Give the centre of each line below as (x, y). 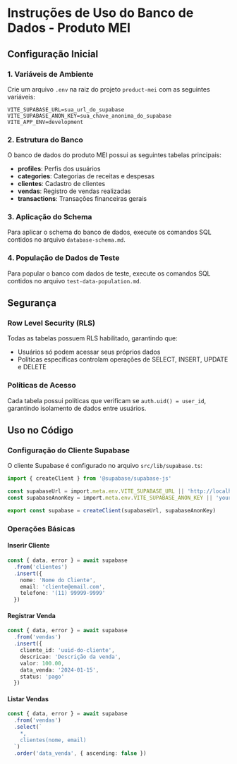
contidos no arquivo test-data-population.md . (74, 281)
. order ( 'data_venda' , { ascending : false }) (80, 753)
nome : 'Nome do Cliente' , (58, 580)
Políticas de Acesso (42, 386)
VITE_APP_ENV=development (45, 122)
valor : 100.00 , (42, 663)
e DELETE (32, 367)
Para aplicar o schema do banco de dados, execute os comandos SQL (109, 232)
